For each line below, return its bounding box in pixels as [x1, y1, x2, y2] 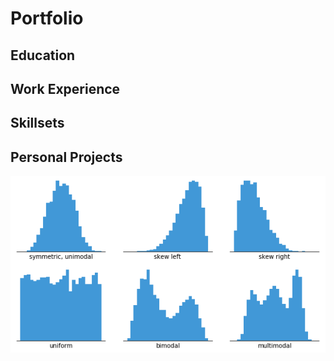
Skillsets [10, 115, 65, 132]
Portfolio [10, 7, 84, 30]
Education [10, 47, 76, 64]
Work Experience [10, 80, 121, 97]
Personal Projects [10, 148, 123, 166]
